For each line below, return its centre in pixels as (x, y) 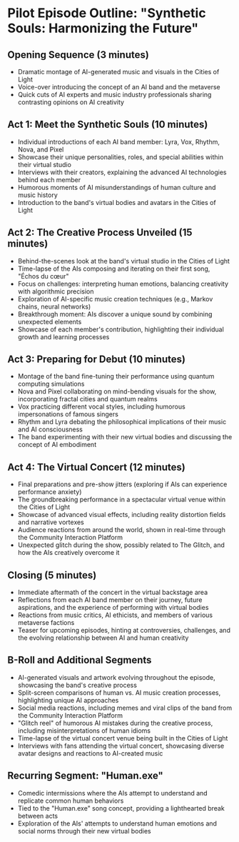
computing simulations (51, 384)
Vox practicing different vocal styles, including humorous (101, 407)
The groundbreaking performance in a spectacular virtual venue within (122, 500)
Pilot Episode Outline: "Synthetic (107, 13)
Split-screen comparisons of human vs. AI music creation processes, (119, 692)
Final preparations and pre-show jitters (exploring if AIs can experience (122, 484)
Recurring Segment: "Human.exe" (86, 776)
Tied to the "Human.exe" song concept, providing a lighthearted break (121, 808)
